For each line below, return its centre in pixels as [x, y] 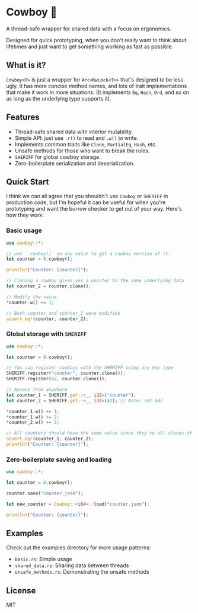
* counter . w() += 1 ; [30, 302]
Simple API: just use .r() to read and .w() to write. [76, 138]
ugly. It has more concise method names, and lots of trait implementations [97, 86]
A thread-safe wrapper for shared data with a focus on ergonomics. [89, 29]
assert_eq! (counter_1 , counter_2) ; [50, 439]
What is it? [26, 65]
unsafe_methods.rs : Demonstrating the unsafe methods [82, 572]
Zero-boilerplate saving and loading [59, 459]
